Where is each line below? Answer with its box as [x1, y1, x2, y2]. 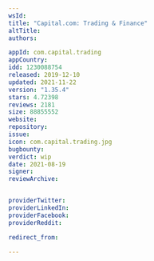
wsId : [8, 11, 26, 20]
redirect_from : [8, 233, 59, 241]
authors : [8, 34, 38, 42]
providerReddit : [8, 219, 62, 227]
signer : [8, 167, 34, 176]
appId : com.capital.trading [8, 49, 102, 57]
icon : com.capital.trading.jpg [8, 138, 113, 146]
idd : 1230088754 [8, 63, 62, 72]
